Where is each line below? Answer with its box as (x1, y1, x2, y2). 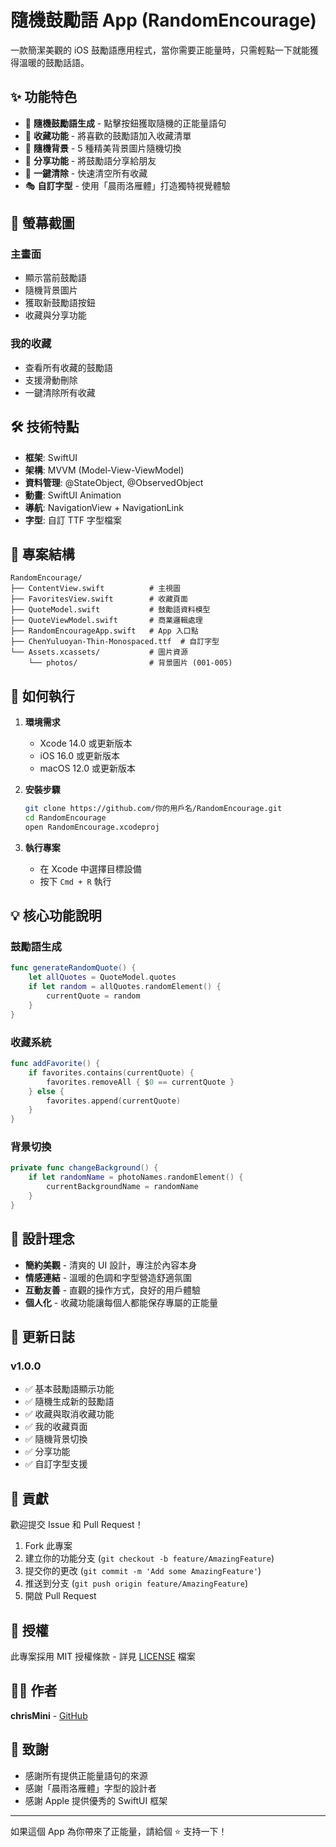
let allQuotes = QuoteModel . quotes (28, 972, 177, 983)
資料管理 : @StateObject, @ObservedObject (24, 476, 204, 488)
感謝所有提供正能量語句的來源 (24, 1769, 148, 1781)
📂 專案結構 (10, 546, 75, 563)
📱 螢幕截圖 (10, 215, 75, 232)
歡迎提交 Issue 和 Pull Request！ (10, 1519, 144, 1531)
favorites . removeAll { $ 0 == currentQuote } (46, 1077, 235, 1087)
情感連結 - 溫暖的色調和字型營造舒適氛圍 (24, 1271, 193, 1283)
